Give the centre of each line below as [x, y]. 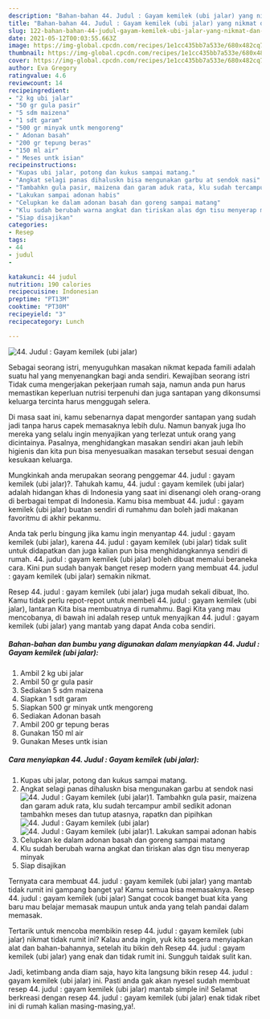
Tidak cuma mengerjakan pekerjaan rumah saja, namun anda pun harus [127, 384]
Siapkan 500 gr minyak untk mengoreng [86, 707]
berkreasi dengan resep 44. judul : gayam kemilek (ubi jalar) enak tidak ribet [134, 997]
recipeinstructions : [43, 166]
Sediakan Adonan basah [60, 715]
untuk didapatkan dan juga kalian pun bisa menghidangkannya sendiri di [128, 550]
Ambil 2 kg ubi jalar [52, 673]
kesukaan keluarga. [41, 460]
